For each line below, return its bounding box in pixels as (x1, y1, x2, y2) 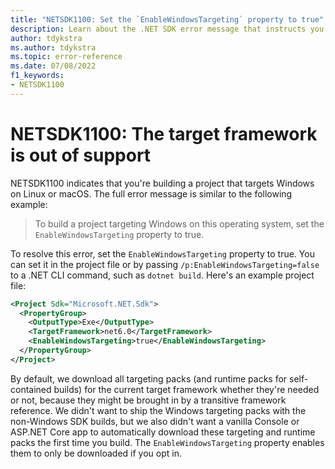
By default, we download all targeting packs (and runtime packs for (10, 372, 288, 385)
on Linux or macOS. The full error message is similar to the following (10, 187, 293, 200)
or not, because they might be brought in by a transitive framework (10, 394, 287, 406)
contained (10, 383, 52, 395)
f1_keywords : (10, 71, 65, 81)
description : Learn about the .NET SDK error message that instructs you (10, 24, 325, 34)
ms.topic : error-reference (10, 52, 123, 62)
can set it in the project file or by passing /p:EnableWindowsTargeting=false (10, 258, 320, 270)
